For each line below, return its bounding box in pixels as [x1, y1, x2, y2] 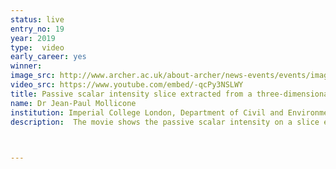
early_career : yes [10, 52, 87, 62]
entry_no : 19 [10, 24, 65, 34]
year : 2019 [10, 33, 56, 43]
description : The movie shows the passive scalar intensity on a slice [10, 117, 320, 127]
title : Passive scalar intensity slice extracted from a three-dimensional [10, 89, 333, 99]
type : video [10, 42, 65, 53]
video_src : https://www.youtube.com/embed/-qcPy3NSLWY [10, 80, 244, 90]
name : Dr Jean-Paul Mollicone [10, 98, 137, 108]
